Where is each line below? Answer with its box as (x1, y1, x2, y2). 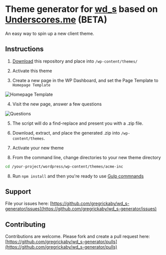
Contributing (5, 220, 46, 229)
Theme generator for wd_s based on (5, 3, 158, 15)
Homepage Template (12, 83, 51, 87)
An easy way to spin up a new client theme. (5, 30, 94, 36)
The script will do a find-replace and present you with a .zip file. (12, 120, 143, 126)
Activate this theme (12, 68, 52, 74)
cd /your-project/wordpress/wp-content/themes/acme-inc (5, 164, 123, 169)
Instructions (5, 45, 44, 53)
